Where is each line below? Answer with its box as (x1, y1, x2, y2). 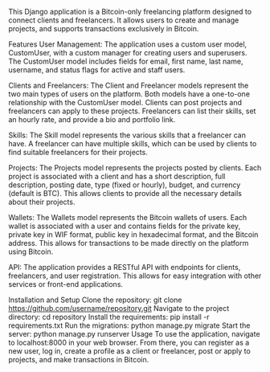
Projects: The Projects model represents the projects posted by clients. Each (8, 163, 262, 172)
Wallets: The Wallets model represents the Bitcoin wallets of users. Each (8, 213, 247, 222)
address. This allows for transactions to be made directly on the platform (8, 239, 249, 247)
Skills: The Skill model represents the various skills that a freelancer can (8, 130, 247, 140)
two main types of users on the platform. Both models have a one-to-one (8, 89, 251, 99)
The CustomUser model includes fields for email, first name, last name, (8, 56, 243, 66)
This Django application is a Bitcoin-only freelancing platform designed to (8, 7, 252, 16)
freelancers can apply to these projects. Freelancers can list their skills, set (8, 106, 256, 116)
